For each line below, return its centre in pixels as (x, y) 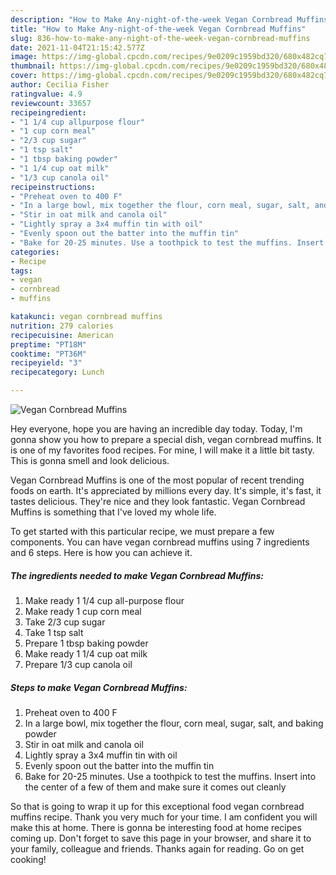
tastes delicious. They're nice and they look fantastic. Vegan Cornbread (158, 501)
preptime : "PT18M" (48, 344)
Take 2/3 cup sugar (65, 622)
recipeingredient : (48, 112)
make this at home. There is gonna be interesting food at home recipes (156, 827)
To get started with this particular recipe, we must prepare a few (142, 531)
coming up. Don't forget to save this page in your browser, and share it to (161, 838)
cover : (24, 76)
